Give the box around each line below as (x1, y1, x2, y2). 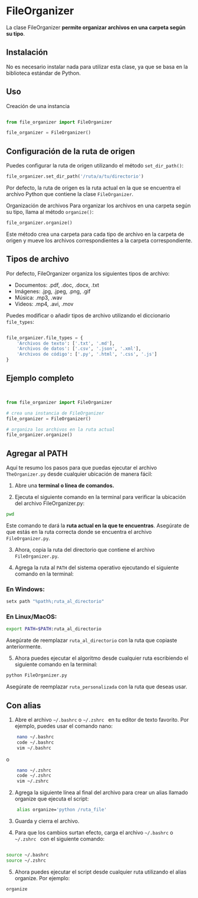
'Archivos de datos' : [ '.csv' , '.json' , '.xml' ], (17, 346, 142, 352)
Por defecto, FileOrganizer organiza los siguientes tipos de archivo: (6, 270, 170, 277)
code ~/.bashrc (17, 739, 54, 745)
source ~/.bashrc (6, 852, 49, 858)
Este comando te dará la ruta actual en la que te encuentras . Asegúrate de (6, 521, 190, 529)
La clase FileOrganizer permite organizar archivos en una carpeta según (6, 24, 186, 31)
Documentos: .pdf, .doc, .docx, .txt (14, 281, 99, 289)
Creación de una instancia (6, 102, 70, 109)
